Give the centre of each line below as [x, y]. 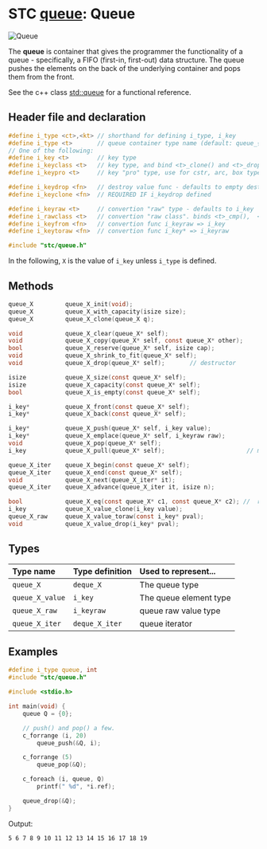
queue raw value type [180, 611]
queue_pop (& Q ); [62, 765]
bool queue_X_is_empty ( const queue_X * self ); [104, 392]
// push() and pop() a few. [69, 728]
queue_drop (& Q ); [50, 801]
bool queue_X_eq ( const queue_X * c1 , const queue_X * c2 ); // [129, 502]
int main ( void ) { [37, 706]
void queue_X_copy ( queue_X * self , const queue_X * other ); [126, 341]
